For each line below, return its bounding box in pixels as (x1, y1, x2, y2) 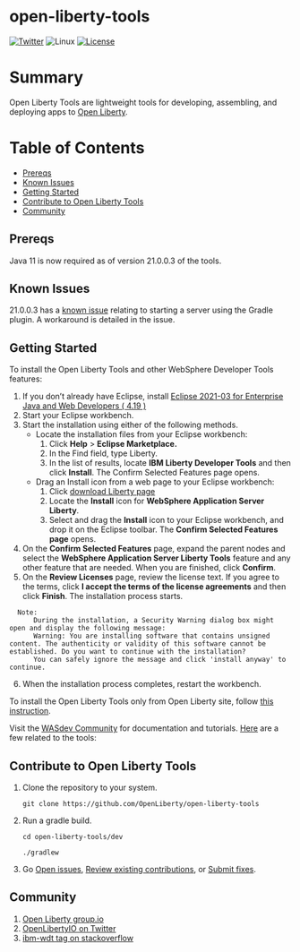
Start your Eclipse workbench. (21, 410, 134, 421)
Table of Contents (9, 138, 145, 159)
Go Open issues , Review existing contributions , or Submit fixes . (21, 864, 257, 875)
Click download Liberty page (48, 486, 156, 497)
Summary (9, 67, 83, 88)
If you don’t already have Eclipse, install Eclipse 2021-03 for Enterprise (21, 391, 284, 402)
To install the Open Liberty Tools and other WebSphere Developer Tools (9, 365, 275, 375)
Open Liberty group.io (21, 913, 105, 924)
